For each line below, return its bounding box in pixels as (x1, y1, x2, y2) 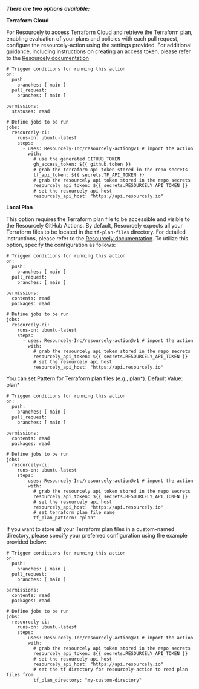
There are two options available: (6, 5, 90, 12)
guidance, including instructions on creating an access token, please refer (6, 48, 191, 55)
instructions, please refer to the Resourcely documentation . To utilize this (6, 235, 189, 242)
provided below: (6, 538, 47, 546)
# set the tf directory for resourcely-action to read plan (33, 667, 188, 673)
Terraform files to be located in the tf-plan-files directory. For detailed (6, 228, 186, 236)
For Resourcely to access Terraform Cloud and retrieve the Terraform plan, (6, 28, 193, 36)
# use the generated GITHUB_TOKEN (33, 156, 120, 162)
